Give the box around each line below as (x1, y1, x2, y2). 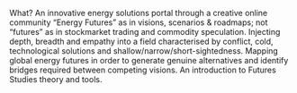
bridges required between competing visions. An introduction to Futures (9, 64, 276, 75)
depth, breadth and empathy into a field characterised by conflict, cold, (9, 36, 274, 46)
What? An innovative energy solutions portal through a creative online (9, 8, 268, 18)
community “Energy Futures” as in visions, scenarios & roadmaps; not (9, 17, 268, 28)
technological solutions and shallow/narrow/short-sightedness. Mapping (9, 46, 279, 56)
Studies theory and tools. (9, 74, 103, 84)
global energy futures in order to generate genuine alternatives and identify (9, 55, 289, 65)
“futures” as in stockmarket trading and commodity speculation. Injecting (9, 27, 281, 37)
